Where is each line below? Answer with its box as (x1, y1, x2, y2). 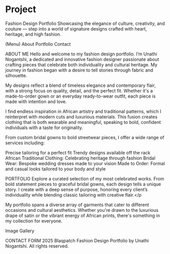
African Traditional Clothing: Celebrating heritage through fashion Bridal (5, 155, 156, 161)
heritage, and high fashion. (5, 31, 62, 37)
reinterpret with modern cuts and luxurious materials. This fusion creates (5, 113, 158, 120)
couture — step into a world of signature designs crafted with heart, (5, 25, 147, 31)
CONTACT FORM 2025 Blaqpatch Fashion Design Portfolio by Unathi (5, 237, 149, 243)
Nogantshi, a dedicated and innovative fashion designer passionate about (5, 56, 159, 62)
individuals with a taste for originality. (5, 124, 83, 131)
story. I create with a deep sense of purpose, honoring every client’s (5, 186, 148, 193)
